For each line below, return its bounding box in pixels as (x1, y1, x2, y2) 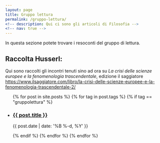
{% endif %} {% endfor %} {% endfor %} (12, 133, 98, 139)
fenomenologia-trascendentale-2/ (5, 84, 76, 90)
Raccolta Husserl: (5, 54, 63, 63)
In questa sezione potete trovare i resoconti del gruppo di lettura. (5, 40, 140, 46)
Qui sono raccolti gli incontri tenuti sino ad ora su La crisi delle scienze (5, 67, 152, 74)
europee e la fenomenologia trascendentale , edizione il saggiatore (5, 73, 144, 79)
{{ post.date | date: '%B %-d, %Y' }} (12, 123, 88, 129)
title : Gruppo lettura (5, 12, 53, 17)
